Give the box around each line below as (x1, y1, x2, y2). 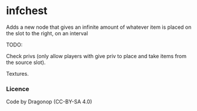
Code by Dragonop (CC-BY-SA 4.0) (6, 98, 92, 105)
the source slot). (6, 59, 46, 66)
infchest (6, 4, 48, 18)
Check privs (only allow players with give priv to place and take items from (6, 52, 187, 59)
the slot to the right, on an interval (6, 29, 88, 36)
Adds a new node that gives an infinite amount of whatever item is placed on (6, 23, 192, 31)
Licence (6, 85, 29, 93)
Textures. (6, 70, 29, 77)
